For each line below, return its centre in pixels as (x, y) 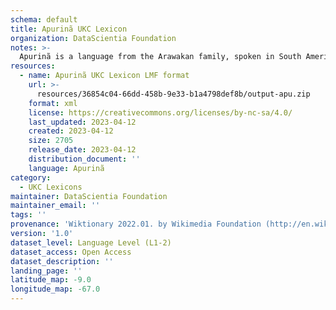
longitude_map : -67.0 (55, 289)
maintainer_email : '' (55, 206)
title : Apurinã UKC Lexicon (69, 29)
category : (31, 177)
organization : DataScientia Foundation (93, 38)
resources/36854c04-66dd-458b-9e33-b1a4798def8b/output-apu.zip (173, 94)
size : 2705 (51, 141)
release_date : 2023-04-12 (82, 150)
